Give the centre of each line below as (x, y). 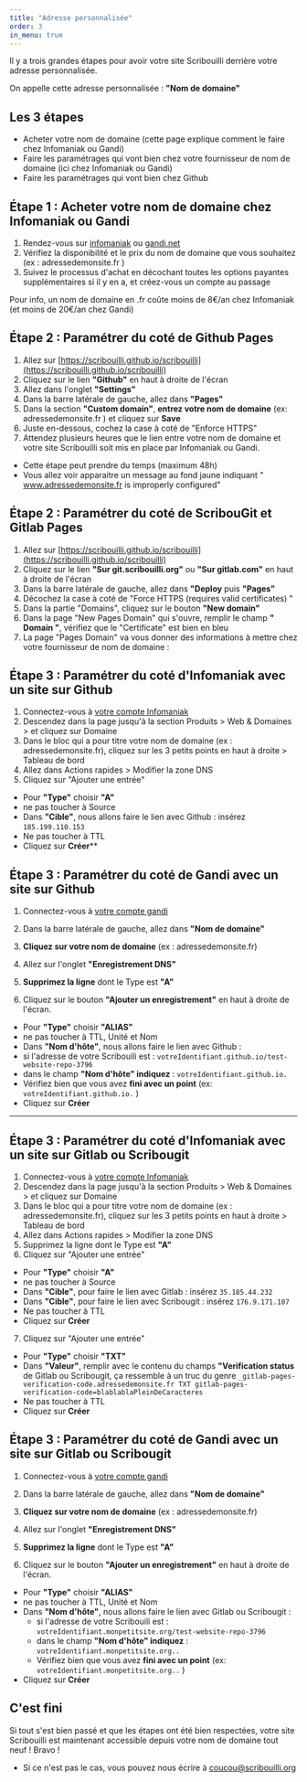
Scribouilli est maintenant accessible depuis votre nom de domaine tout (144, 1740)
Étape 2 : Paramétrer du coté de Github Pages (142, 338)
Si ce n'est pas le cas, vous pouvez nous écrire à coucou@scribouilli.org (159, 1767)
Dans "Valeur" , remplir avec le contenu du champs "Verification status (159, 1366)
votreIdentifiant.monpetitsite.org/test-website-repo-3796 (151, 1632)
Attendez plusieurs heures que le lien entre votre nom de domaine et (152, 437)
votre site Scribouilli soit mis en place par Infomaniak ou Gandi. (141, 447)
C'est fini (36, 1708)
